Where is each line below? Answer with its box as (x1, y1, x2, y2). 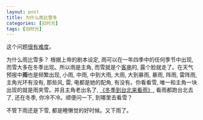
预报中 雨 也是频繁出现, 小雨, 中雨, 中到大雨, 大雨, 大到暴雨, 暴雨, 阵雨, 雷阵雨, (6, 71, 198, 79)
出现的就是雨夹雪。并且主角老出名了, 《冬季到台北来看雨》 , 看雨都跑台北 (6, 86, 188, 94)
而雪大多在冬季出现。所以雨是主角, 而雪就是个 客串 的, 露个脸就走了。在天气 (6, 64, 193, 71)
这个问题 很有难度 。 (6, 43, 55, 50)
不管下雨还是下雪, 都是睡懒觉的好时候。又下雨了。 (6, 107, 132, 114)
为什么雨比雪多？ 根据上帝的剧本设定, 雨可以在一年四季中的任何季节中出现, (6, 56, 193, 64)
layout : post (6, 8, 40, 15)
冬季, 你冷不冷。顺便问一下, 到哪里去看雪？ (25, 94, 132, 101)
